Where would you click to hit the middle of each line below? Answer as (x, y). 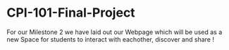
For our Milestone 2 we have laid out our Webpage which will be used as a (114, 32)
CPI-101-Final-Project (71, 13)
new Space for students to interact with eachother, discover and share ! (110, 39)
